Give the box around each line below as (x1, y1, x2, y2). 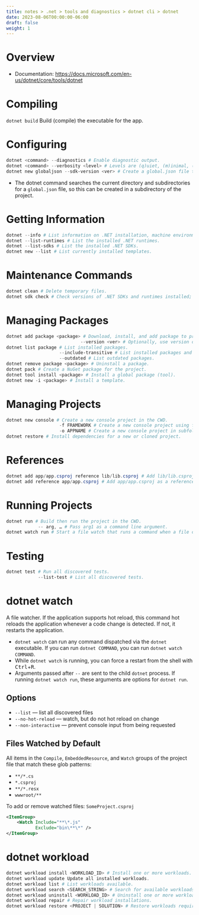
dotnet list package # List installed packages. (6, 345, 129, 350)
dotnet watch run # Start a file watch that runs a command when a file (6, 529, 190, 535)
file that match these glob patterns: (6, 760, 92, 768)
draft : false (6, 20, 38, 25)
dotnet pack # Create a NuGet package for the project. (6, 366, 147, 372)
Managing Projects (6, 397, 101, 411)
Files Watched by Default (6, 739, 101, 749)
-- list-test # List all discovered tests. (37, 575, 145, 581)
